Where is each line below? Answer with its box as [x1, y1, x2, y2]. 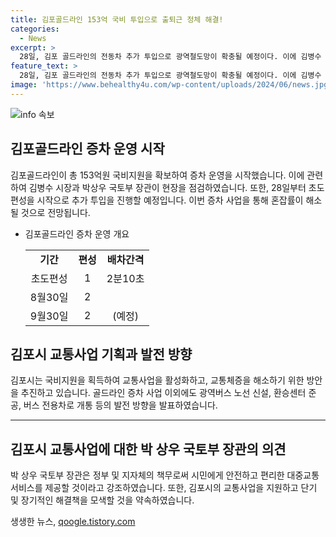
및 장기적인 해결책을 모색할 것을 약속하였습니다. [10, 494, 195, 506]
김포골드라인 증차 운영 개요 [24, 227, 130, 240]
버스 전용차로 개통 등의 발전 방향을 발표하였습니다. [23, 399, 218, 411]
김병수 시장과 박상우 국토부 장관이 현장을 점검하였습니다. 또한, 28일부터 [28, 181, 307, 193]
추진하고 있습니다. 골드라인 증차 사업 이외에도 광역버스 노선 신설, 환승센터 [20, 387, 307, 399]
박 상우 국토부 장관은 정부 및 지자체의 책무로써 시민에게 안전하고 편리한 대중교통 [10, 469, 320, 481]
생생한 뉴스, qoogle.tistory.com [10, 516, 136, 528]
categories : [10, 24, 60, 34]
